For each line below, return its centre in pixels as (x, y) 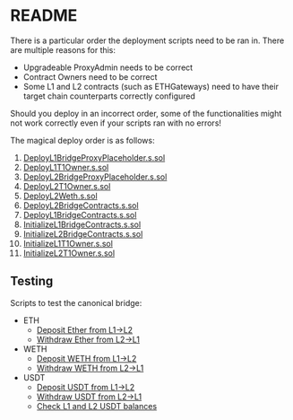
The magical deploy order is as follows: (82, 140)
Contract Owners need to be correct (90, 76)
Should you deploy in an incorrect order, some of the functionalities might (146, 113)
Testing (32, 281)
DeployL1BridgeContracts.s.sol (80, 214)
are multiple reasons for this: (63, 49)
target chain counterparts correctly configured (109, 96)
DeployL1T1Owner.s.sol (66, 167)
